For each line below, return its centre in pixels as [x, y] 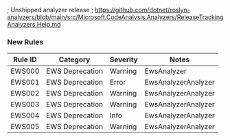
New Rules [25, 42]
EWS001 [25, 83]
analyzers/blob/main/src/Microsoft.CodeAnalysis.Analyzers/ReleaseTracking [115, 17]
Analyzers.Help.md [34, 24]
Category [74, 59]
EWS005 [25, 127]
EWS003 [25, 104]
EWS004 [25, 115]
